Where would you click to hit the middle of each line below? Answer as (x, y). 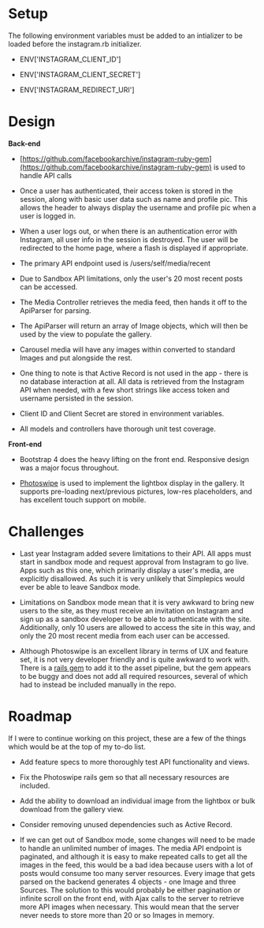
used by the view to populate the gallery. (86, 334)
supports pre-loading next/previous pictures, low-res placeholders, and (136, 491)
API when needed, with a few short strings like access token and (125, 389)
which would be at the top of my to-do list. (77, 747)
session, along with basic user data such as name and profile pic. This (134, 199)
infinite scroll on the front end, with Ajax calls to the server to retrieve (132, 898)
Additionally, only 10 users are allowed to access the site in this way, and (138, 627)
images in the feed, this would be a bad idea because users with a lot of (136, 865)
